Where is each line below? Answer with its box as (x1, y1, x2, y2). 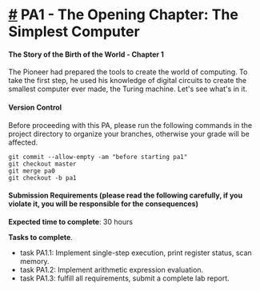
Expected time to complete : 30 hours (8, 217, 134, 226)
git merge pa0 (8, 166, 56, 175)
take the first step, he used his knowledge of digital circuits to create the (8, 76, 246, 86)
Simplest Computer (8, 22, 140, 41)
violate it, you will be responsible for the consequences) (8, 199, 198, 209)
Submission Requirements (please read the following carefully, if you (8, 190, 242, 201)
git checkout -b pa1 (8, 173, 78, 181)
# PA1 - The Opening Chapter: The (8, 6, 238, 24)
